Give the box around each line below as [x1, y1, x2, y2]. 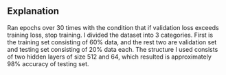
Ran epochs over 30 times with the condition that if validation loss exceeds [7, 23, 219, 31]
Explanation [7, 5, 60, 17]
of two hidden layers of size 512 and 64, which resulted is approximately [7, 52, 212, 61]
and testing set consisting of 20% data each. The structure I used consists [7, 45, 218, 53]
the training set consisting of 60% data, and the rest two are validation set [7, 37, 217, 46]
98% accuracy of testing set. [7, 59, 89, 67]
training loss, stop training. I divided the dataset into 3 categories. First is [7, 31, 214, 39]
